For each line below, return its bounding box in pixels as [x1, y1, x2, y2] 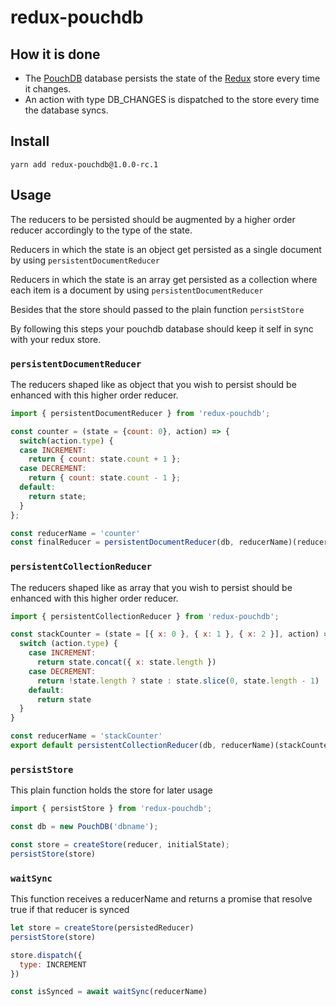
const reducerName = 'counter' [10, 528, 141, 538]
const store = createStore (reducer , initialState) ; [10, 840, 230, 850]
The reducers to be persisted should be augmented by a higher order [10, 213, 296, 225]
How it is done [10, 46, 101, 63]
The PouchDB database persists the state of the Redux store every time [24, 72, 321, 84]
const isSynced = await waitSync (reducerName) [10, 987, 208, 997]
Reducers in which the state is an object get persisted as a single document [10, 243, 322, 255]
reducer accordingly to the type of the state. [10, 224, 193, 236]
